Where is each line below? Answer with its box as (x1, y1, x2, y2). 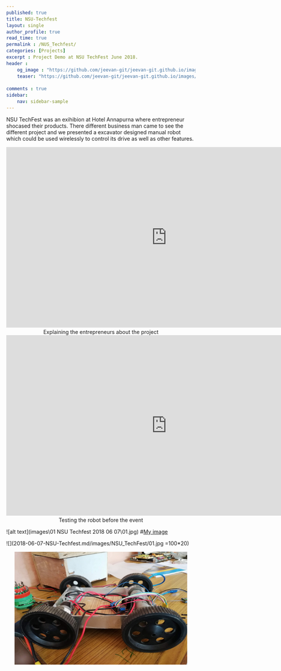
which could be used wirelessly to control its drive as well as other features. (6, 135, 194, 142)
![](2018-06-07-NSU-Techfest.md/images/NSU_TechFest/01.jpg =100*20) (6, 539, 189, 547)
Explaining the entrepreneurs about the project (43, 328, 159, 335)
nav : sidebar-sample (17, 99, 68, 105)
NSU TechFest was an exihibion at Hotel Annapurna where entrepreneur (6, 116, 185, 123)
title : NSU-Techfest (6, 16, 58, 22)
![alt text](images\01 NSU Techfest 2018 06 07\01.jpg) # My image (6, 528, 168, 535)
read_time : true (6, 35, 47, 42)
